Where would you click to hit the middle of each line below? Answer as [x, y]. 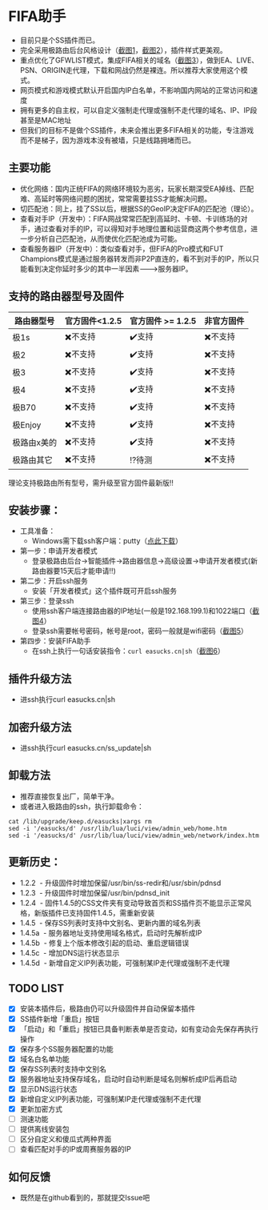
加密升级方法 [40, 727]
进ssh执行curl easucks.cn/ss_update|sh [86, 748]
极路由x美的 [35, 443]
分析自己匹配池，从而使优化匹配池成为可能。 [108, 238]
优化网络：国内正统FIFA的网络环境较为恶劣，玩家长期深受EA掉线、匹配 [137, 188]
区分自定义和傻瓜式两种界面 [66, 1139]
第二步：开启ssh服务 [54, 581]
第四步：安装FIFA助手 [55, 641]
